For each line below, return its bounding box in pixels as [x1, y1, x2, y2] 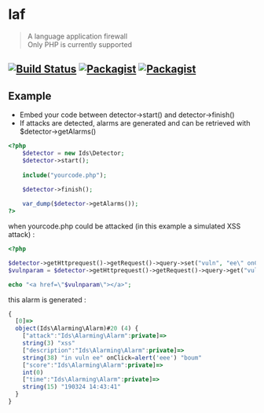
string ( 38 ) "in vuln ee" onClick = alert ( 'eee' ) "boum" [22, 353, 202, 362]
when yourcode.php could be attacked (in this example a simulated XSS [8, 221, 241, 231]
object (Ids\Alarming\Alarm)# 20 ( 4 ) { [15, 324, 139, 333]
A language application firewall [27, 31, 128, 41]
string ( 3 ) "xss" [22, 339, 76, 347]
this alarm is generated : [8, 294, 86, 304]
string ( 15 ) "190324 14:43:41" [22, 383, 122, 391]
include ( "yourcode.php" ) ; [22, 171, 108, 179]
